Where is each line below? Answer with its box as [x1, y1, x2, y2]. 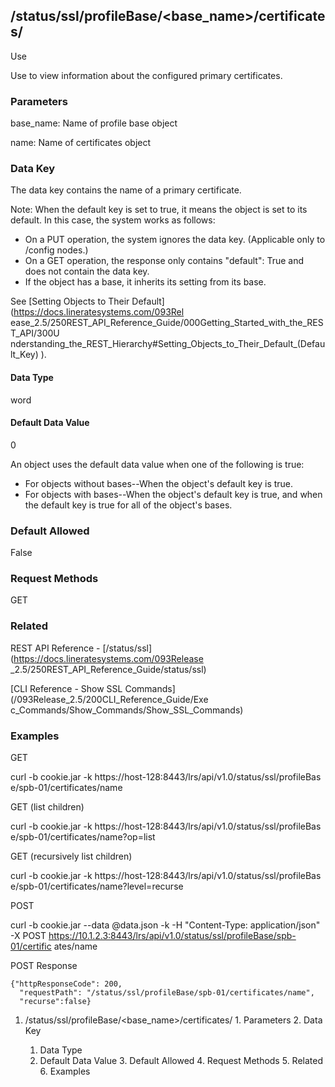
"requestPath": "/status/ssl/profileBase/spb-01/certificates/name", [19, 988, 315, 998]
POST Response [10, 960, 78, 971]
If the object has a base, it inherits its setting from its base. [24, 276, 267, 288]
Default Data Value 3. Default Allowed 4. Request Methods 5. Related [39, 1055, 323, 1066]
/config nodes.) [24, 244, 89, 256]
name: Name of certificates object [10, 137, 152, 149]
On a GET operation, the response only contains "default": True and [24, 255, 305, 267]
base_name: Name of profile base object [10, 117, 178, 129]
